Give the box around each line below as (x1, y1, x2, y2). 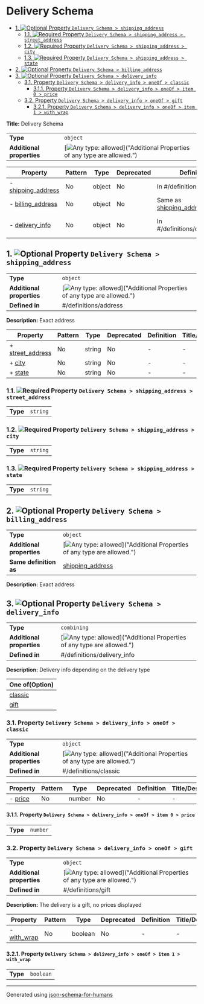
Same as (156, 196, 182, 204)
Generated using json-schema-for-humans (6, 991, 113, 999)
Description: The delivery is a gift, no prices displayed (6, 901, 142, 909)
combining (60, 624, 89, 631)
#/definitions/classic (62, 767, 120, 775)
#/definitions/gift (63, 886, 110, 894)
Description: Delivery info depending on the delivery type (6, 666, 150, 674)
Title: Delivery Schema (6, 120, 63, 127)
